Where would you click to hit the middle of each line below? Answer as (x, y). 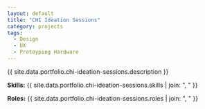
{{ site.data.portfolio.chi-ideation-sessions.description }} (88, 71)
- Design (26, 39)
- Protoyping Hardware (46, 52)
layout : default (30, 13)
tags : (15, 33)
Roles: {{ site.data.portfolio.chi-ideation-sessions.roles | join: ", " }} (103, 98)
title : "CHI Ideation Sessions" (54, 20)
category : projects (35, 26)
